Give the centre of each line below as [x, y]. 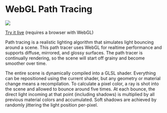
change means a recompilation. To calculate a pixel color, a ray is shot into [82, 83]
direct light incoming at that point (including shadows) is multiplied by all [80, 94]
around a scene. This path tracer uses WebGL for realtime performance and [83, 47]
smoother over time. [26, 63]
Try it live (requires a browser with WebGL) [49, 32]
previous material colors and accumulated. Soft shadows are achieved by [81, 99]
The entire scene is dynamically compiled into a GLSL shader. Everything [81, 73]
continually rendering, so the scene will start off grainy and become [75, 58]
